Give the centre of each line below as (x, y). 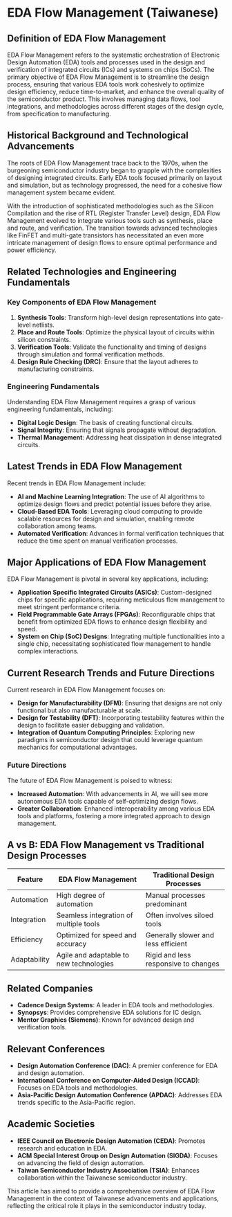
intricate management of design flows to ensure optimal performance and (112, 242)
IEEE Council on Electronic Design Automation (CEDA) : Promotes (111, 1141)
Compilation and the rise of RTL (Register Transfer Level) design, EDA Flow (114, 213)
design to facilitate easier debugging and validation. (91, 725)
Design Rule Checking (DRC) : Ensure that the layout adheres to (108, 361)
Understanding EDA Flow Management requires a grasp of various (101, 402)
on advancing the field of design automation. (81, 1163)
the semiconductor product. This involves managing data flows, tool (104, 99)
